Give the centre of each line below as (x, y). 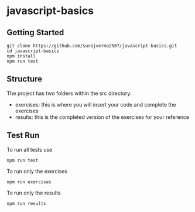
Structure (25, 79)
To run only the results (34, 193)
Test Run (23, 136)
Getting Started (35, 33)
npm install (21, 56)
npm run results (26, 203)
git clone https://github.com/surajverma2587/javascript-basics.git (92, 46)
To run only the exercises (37, 171)
